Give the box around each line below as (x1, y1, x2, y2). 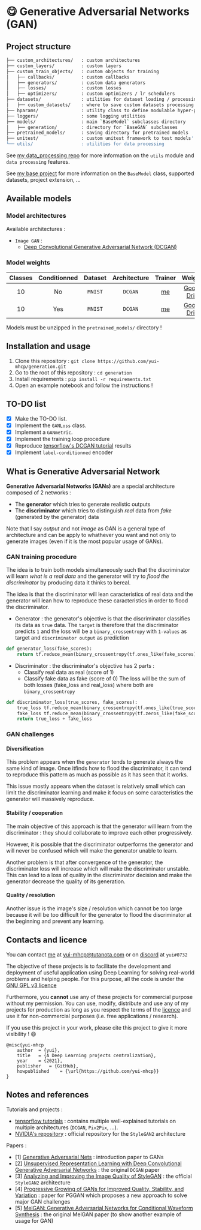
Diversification (6, 745, 44, 752)
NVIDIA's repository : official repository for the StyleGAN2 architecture (14, 1130, 185, 1137)
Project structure (6, 41, 71, 52)
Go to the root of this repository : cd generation (14, 368, 132, 376)
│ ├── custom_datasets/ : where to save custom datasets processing (6, 102, 194, 108)
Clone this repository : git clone (14, 357, 96, 364)
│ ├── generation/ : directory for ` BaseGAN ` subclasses (6, 124, 178, 130)
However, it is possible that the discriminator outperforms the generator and (6, 841, 193, 848)
